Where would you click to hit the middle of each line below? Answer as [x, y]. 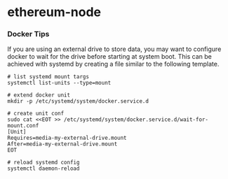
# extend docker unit [39, 95]
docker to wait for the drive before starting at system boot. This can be [110, 57]
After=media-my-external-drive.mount [62, 144]
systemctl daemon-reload [43, 169]
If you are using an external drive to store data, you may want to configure [114, 49]
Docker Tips [28, 34]
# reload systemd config [43, 163]
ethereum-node [54, 12]
